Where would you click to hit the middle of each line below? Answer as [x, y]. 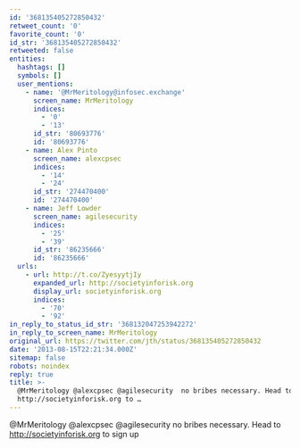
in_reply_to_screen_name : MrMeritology [83, 333]
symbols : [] [40, 76]
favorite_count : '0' [48, 34]
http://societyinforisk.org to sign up [75, 434]
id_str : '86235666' [69, 250]
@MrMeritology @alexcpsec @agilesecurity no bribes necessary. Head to [145, 424]
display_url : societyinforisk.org [97, 291]
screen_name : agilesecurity [85, 216]
